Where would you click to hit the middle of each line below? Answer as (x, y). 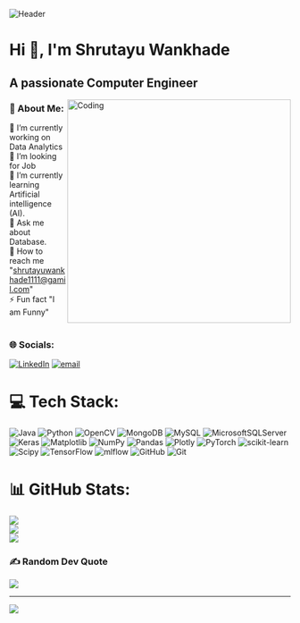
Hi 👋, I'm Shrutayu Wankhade (120, 50)
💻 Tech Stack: (64, 402)
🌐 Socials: (32, 344)
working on (30, 137)
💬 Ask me (27, 223)
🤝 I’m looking (33, 156)
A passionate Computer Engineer (104, 83)
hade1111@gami (37, 279)
